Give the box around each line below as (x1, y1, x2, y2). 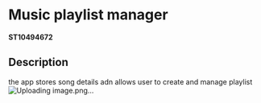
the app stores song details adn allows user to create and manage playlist (8, 76, 253, 86)
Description (8, 56, 68, 69)
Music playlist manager (8, 6, 168, 24)
